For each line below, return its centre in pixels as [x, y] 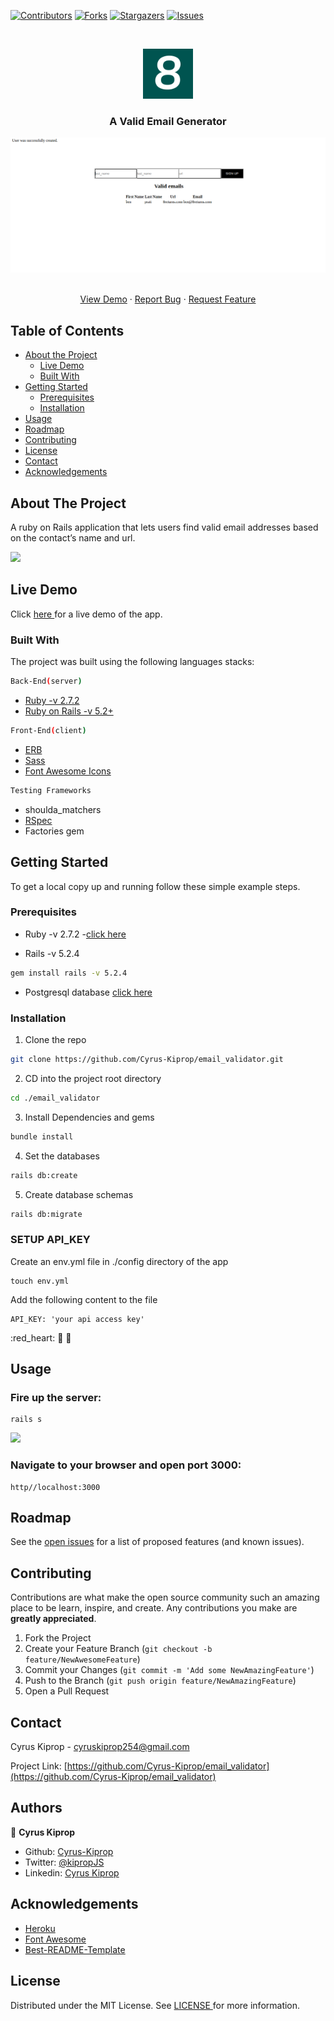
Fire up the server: [56, 1397]
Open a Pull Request [67, 1691]
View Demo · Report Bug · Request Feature [168, 299]
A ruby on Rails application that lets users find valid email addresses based [164, 527]
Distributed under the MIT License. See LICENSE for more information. [155, 2005]
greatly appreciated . [53, 1619]
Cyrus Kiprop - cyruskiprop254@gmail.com [100, 1747]
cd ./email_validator [55, 1098]
